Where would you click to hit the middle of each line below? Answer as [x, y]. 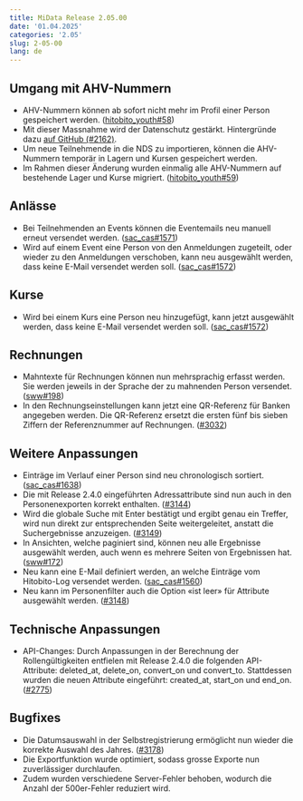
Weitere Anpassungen [74, 453]
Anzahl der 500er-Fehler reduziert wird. [96, 788]
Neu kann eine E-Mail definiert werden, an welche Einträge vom [141, 571]
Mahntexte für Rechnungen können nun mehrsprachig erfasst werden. [154, 376]
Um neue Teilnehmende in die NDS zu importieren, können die [138, 148]
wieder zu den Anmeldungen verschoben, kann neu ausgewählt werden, [158, 257]
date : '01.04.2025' [46, 26]
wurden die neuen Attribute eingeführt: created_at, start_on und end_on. [157, 680]
